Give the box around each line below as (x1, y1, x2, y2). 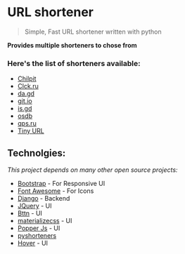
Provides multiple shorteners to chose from (7, 41, 137, 49)
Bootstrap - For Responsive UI (17, 180, 106, 188)
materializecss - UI (17, 217, 72, 225)
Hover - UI (17, 239, 48, 248)
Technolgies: (7, 147, 66, 159)
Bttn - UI (17, 209, 42, 218)
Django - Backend (17, 194, 70, 203)
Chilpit (17, 74, 37, 83)
